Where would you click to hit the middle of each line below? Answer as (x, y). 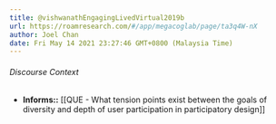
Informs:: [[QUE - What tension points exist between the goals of (145, 100)
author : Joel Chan (44, 34)
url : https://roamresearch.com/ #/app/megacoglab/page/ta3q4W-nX (133, 26)
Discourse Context (44, 72)
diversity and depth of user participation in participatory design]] (144, 110)
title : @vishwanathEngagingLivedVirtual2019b (97, 18)
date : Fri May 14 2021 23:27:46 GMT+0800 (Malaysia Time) (121, 43)
